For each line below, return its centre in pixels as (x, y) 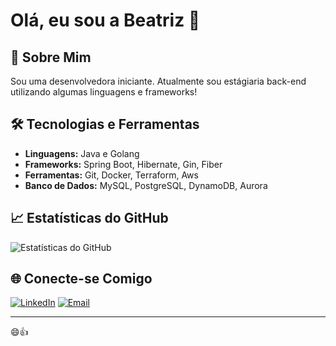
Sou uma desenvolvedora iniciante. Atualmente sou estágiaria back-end (158, 81)
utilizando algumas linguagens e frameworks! (104, 92)
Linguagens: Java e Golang (82, 153)
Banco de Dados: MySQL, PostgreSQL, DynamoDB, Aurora (146, 185)
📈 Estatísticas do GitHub (89, 218)
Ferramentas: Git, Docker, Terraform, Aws (111, 175)
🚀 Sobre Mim (51, 57)
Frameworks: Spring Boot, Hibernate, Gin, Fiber (123, 164)
